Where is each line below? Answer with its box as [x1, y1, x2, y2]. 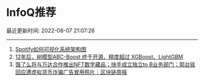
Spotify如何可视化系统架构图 [15, 45, 87, 52]
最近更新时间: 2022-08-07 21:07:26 [6, 27, 95, 34]
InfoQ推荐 [6, 5, 56, 19]
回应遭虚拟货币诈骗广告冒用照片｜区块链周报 [15, 68, 127, 76]
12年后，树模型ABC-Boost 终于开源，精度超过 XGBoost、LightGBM [15, 53, 183, 60]
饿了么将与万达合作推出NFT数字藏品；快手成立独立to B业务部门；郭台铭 [15, 60, 195, 68]
